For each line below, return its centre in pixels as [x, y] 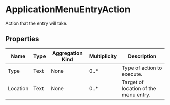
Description [142, 56]
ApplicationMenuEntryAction [68, 9]
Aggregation [68, 53]
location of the [139, 88]
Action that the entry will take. [36, 23]
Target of [133, 82]
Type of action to [142, 68]
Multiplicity [103, 56]
